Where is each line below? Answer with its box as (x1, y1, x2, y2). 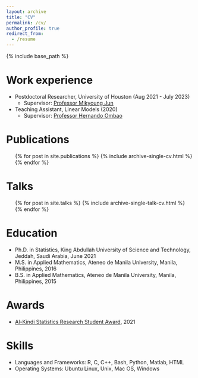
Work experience (6, 74, 93, 87)
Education (6, 226, 58, 240)
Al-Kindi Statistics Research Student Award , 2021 (14, 318, 136, 325)
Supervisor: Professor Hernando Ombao (23, 112, 123, 119)
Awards (6, 298, 45, 312)
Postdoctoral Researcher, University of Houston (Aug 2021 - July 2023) (14, 93, 190, 100)
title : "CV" (6, 14, 36, 20)
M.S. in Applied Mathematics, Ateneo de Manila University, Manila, (14, 259, 178, 266)
